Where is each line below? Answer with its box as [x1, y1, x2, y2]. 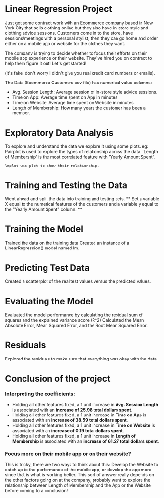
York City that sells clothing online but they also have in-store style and [5, 25, 149, 30]
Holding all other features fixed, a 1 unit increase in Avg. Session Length [12, 402, 159, 408]
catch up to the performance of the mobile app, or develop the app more [5, 467, 152, 472]
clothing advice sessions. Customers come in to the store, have [5, 30, 133, 36]
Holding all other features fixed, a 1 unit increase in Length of [12, 433, 136, 439]
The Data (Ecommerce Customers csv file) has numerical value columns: [5, 80, 152, 85]
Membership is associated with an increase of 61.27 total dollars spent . [12, 438, 159, 444]
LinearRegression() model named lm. [5, 245, 80, 251]
